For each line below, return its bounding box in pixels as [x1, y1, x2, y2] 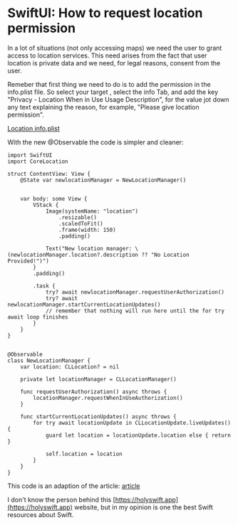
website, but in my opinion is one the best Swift [74, 503, 214, 511]
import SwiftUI [7, 152, 53, 159]
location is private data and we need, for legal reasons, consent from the [7, 58, 221, 67]
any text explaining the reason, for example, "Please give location [7, 102, 200, 111]
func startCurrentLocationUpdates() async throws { [20, 413, 177, 420]
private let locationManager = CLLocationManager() [20, 376, 177, 383]
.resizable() [58, 213, 98, 221]
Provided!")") [7, 258, 50, 265]
